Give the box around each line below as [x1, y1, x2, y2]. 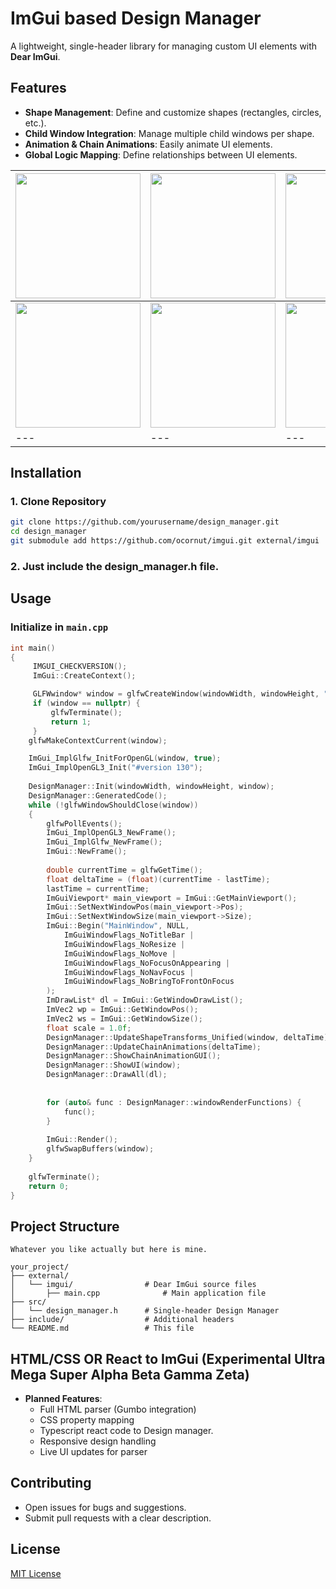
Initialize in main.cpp [10, 620, 109, 634]
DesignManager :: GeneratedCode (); [28, 790, 168, 801]
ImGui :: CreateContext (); [32, 671, 137, 681]
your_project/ [10, 1262, 70, 1272]
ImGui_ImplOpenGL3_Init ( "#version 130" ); [28, 763, 203, 773]
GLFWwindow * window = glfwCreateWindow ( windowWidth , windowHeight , [32, 689, 320, 699]
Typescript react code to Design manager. [39, 1425, 214, 1437]
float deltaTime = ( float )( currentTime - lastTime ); [46, 874, 271, 884]
